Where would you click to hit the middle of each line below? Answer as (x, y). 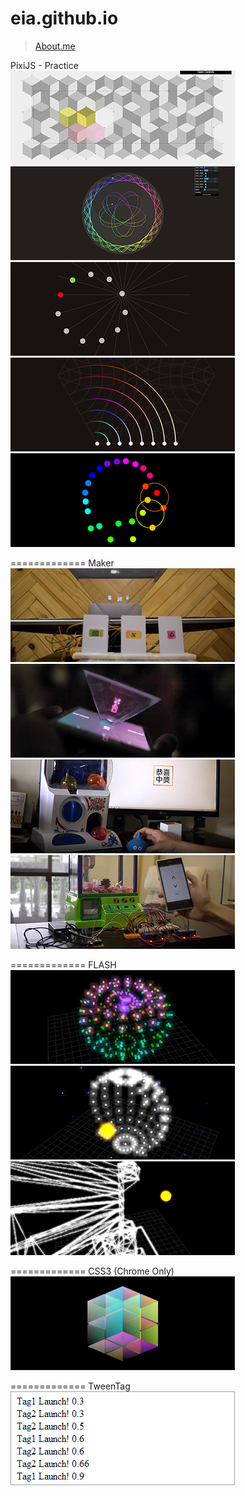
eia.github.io (64, 18)
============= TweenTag (70, 1386)
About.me (55, 46)
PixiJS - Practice (44, 65)
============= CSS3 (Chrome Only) (92, 1271)
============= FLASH (63, 964)
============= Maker (62, 563)
